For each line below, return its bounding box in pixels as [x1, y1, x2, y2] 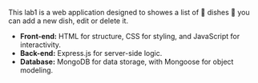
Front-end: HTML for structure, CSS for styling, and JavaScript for [19, 32, 240, 41]
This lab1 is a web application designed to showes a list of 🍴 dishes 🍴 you [8, 8, 250, 17]
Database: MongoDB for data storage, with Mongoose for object [19, 57, 234, 66]
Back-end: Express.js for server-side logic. [19, 49, 163, 57]
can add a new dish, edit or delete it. [8, 16, 129, 26]
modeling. [19, 65, 54, 75]
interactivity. [19, 40, 62, 49]
